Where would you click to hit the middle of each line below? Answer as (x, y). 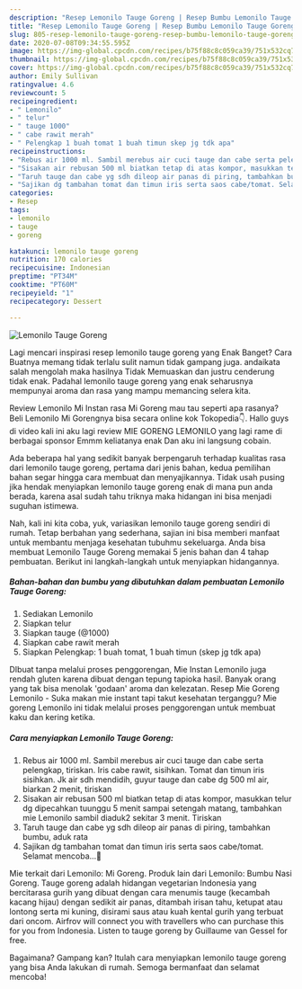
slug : (19, 34)
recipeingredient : (44, 101)
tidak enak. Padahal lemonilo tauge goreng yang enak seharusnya (131, 381)
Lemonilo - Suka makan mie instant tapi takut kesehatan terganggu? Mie (143, 699)
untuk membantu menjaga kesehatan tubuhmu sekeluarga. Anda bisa (138, 542)
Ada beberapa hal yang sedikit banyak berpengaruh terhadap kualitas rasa (147, 458)
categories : (31, 193)
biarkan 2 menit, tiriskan (67, 789)
